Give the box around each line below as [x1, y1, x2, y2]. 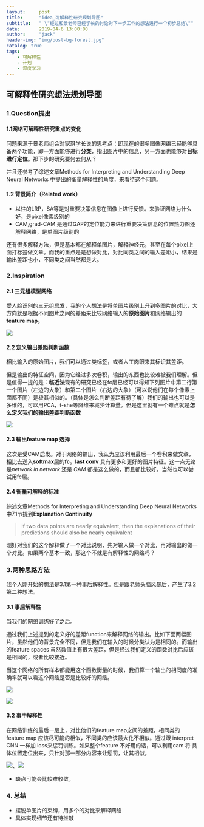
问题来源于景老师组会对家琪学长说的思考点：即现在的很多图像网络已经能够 [6, 140, 192, 147]
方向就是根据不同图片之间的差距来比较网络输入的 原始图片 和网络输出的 [6, 310, 182, 317]
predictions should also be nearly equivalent [21, 529, 132, 536]
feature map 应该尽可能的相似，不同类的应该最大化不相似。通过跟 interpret [6, 734, 194, 741]
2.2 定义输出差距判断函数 [6, 344, 70, 351]
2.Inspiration [6, 271, 46, 280]
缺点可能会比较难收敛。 [15, 775, 74, 782]
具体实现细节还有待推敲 [15, 814, 74, 822]
